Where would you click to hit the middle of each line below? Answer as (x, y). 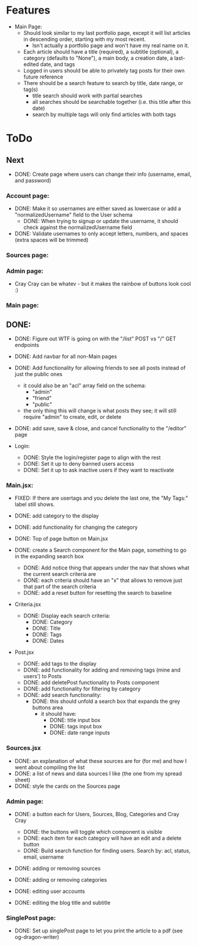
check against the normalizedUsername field (78, 227)
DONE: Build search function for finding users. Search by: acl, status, (107, 851)
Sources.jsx (24, 748)
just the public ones (39, 374)
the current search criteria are (60, 574)
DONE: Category (52, 622)
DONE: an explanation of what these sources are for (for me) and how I (101, 761)
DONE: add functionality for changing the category (76, 527)
